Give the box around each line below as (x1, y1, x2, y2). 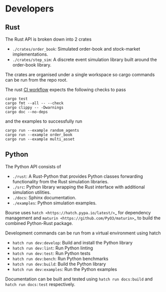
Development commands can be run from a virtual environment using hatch (5, 230, 161, 236)
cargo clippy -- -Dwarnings (5, 105, 64, 110)
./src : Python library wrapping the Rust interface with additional (12, 184, 145, 190)
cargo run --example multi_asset (5, 137, 75, 142)
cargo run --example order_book (5, 132, 72, 137)
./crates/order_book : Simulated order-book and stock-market (12, 46, 140, 52)
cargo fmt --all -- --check (5, 101, 64, 106)
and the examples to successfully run (5, 118, 82, 124)
